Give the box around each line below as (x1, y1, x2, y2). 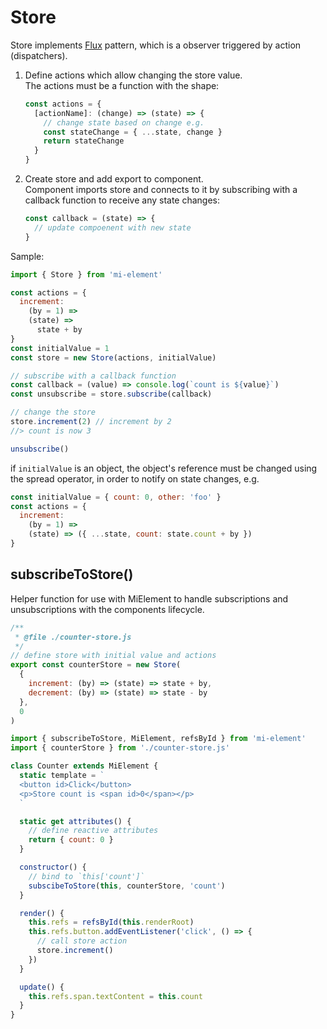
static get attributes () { (19, 816, 132, 826)
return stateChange (43, 136, 125, 146)
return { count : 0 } (28, 835, 114, 845)
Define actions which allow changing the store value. (24, 69, 243, 81)
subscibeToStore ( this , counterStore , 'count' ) (28, 881, 226, 891)
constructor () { (19, 862, 87, 872)
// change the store (10, 407, 97, 418)
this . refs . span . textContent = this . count (28, 991, 203, 1001)
